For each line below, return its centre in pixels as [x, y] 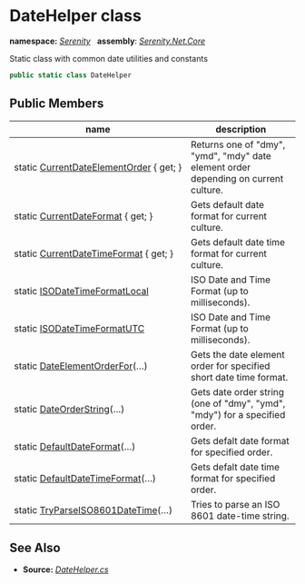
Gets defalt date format [240, 440]
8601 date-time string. [240, 516]
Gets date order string [237, 391]
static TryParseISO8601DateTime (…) [93, 510]
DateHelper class [76, 16]
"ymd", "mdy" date [231, 155]
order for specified [230, 366]
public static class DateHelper [70, 75]
